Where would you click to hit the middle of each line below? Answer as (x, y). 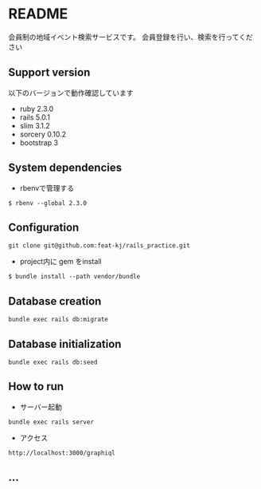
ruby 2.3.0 (37, 108)
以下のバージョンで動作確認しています (71, 93)
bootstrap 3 (39, 142)
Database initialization (65, 344)
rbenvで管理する (47, 187)
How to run (36, 386)
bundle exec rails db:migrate (58, 320)
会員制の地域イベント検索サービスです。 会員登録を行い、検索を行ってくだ (130, 37)
